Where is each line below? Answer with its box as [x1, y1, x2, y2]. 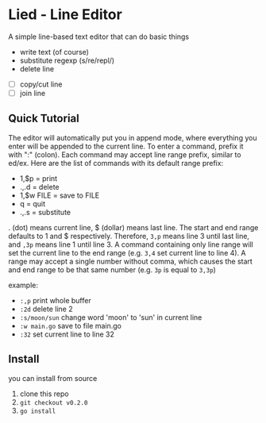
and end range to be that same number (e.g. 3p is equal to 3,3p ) [8, 264, 217, 275]
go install [19, 407, 56, 415]
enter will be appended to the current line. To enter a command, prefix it [8, 141, 244, 151]
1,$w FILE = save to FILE [19, 190, 100, 200]
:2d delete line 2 [19, 304, 73, 313]
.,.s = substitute [19, 207, 71, 217]
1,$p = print [19, 173, 58, 183]
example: [8, 280, 38, 290]
